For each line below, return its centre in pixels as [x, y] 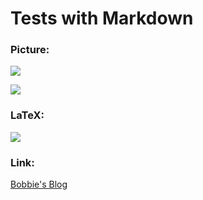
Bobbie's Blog [39, 184]
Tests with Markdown [102, 18]
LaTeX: [27, 115]
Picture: [30, 50]
